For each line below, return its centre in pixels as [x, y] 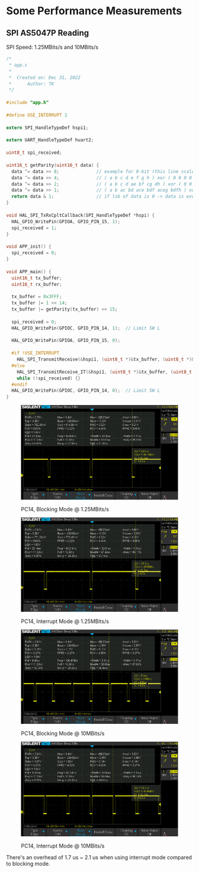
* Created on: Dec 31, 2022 [45, 78]
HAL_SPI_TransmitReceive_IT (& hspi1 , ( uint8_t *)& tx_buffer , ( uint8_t [105, 372]
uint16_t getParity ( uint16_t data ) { [53, 165]
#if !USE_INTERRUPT [36, 353]
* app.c [18, 65]
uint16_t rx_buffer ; [37, 284]
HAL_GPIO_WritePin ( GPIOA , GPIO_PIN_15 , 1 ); [66, 222]
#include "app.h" [28, 103]
